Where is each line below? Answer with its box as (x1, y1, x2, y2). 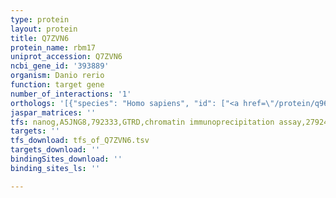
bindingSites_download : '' (10, 154, 123, 164)
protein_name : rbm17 (10, 42, 97, 53)
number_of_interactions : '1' (10, 89, 132, 99)
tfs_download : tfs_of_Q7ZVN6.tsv (10, 136, 150, 146)
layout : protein (10, 24, 78, 34)
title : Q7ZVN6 (10, 33, 70, 43)
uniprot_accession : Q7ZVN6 (10, 52, 123, 62)
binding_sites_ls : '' (10, 163, 101, 173)
